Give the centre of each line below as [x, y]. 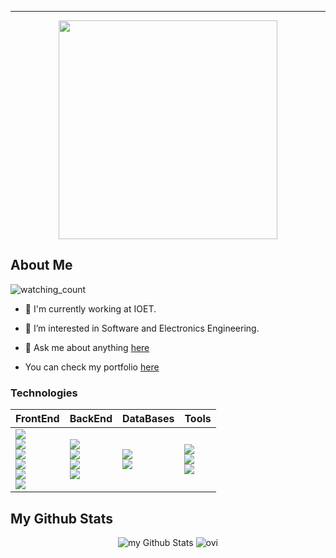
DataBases [148, 419]
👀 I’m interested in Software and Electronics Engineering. [142, 328]
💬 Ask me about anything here [87, 347]
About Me [41, 265]
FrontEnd [37, 419]
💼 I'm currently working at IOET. [90, 308]
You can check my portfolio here [92, 367]
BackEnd [91, 419]
